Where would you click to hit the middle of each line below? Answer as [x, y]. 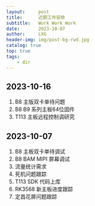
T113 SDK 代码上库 [38, 182]
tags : [13, 57]
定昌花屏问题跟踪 [36, 197]
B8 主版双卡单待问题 [40, 102]
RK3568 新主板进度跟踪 [44, 189]
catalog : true [24, 46]
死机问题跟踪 [30, 174]
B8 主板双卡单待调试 [40, 152]
